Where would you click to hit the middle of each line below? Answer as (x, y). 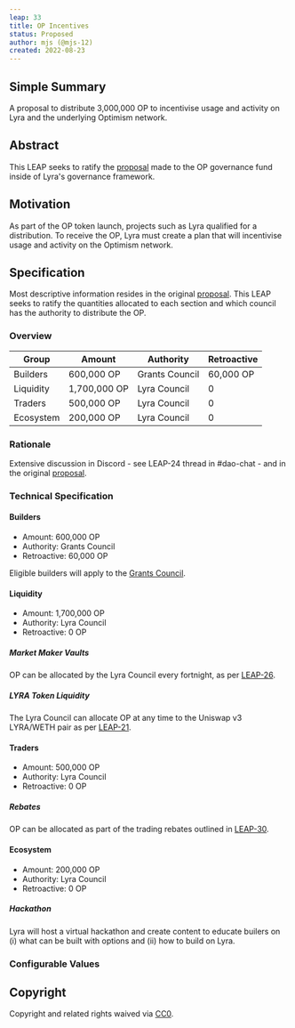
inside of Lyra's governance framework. (82, 176)
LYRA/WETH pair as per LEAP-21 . (70, 727)
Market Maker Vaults (49, 652)
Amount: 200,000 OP (61, 870)
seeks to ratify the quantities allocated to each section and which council (143, 304)
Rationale (30, 444)
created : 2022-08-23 (48, 51)
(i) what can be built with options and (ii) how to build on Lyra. (122, 941)
